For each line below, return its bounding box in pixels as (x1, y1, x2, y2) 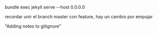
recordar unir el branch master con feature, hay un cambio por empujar (5, 14, 153, 19)
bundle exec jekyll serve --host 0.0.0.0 (5, 4, 85, 10)
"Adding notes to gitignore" (5, 23, 62, 29)
